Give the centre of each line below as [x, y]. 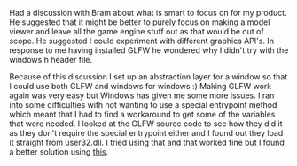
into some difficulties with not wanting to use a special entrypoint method [143, 105]
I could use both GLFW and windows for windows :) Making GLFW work [141, 86]
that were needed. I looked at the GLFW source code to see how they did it [146, 124]
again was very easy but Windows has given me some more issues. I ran [142, 95]
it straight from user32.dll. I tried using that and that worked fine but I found [147, 142]
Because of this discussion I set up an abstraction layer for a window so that [148, 77]
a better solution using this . [59, 152]
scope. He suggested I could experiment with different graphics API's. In [142, 41]
